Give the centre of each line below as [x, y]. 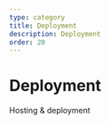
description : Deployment [55, 34]
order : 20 [27, 42]
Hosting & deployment [50, 111]
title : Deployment [43, 26]
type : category [37, 17]
